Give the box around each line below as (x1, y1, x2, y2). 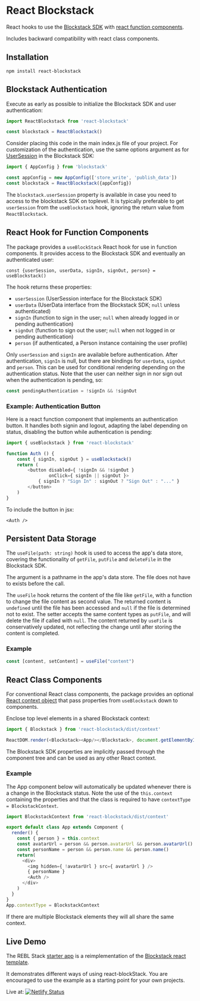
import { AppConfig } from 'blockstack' (6, 164, 108, 170)
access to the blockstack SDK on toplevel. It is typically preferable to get (6, 197, 185, 204)
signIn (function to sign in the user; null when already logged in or (14, 314, 180, 321)
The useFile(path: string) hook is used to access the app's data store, (6, 549, 183, 556)
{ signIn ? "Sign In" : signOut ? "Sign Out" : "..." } (37, 479, 180, 485)
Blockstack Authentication (6, 84, 107, 94)
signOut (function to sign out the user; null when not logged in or (14, 326, 176, 333)
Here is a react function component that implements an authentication (6, 415, 178, 423)
